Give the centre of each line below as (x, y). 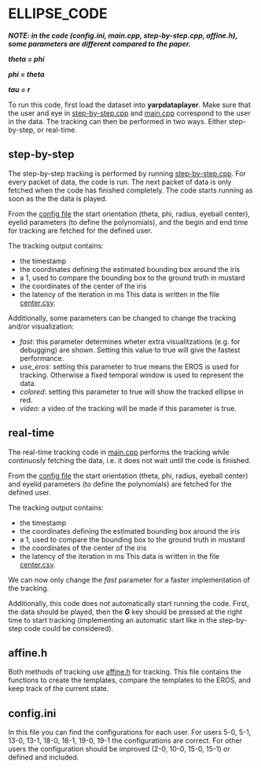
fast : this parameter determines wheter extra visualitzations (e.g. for (130, 341)
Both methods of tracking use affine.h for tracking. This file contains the (125, 672)
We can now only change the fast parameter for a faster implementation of (129, 579)
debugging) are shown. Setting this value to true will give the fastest (130, 350)
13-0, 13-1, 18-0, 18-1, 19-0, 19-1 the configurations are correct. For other (125, 740)
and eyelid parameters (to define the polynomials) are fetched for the (120, 483)
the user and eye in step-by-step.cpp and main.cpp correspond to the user (130, 113)
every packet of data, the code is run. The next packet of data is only (120, 182)
